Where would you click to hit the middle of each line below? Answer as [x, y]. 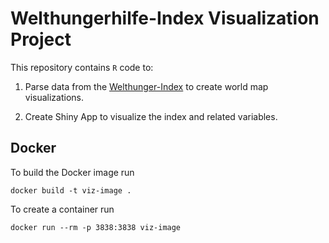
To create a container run [62, 209]
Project [41, 39]
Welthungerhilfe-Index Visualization [165, 18]
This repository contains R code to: [82, 67]
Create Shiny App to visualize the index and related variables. [151, 116]
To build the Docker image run [72, 172]
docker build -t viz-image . [71, 190]
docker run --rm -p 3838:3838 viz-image [96, 227]
